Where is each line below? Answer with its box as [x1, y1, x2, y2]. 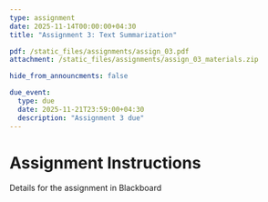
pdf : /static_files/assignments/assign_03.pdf [9, 46, 190, 56]
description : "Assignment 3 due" [17, 113, 145, 123]
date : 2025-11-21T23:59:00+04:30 [17, 105, 145, 114]
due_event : [9, 88, 51, 97]
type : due [17, 96, 55, 106]
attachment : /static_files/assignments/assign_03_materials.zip [9, 56, 259, 65]
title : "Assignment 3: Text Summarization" [9, 30, 178, 39]
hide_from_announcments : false [9, 72, 129, 81]
